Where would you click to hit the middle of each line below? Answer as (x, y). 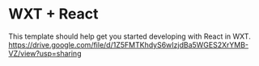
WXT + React (53, 14)
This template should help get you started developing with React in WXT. (129, 36)
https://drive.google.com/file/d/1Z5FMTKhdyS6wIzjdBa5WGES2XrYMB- (129, 44)
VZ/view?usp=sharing (45, 53)
